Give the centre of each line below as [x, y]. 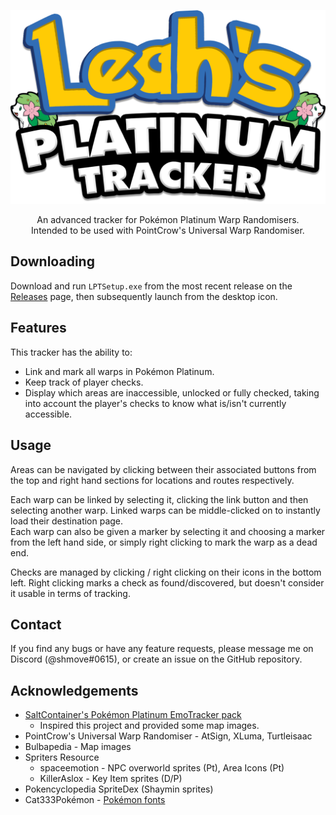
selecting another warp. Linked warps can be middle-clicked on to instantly [165, 510]
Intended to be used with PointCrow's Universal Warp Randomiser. [168, 231]
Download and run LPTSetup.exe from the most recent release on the [151, 286]
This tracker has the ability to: [71, 352]
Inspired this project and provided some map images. [149, 726]
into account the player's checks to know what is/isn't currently [155, 403]
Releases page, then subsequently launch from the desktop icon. [144, 296]
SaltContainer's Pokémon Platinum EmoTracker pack [133, 715]
